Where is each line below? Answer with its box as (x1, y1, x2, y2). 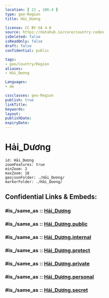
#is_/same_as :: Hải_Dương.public (5, 221, 88, 228)
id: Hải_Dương (5, 158, 34, 163)
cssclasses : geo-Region (5, 93, 54, 98)
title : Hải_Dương (5, 16, 41, 21)
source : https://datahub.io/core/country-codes (5, 30, 105, 35)
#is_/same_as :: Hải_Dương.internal (5, 234, 92, 241)
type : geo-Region (5, 12, 41, 17)
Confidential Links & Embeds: (5, 193, 97, 201)
